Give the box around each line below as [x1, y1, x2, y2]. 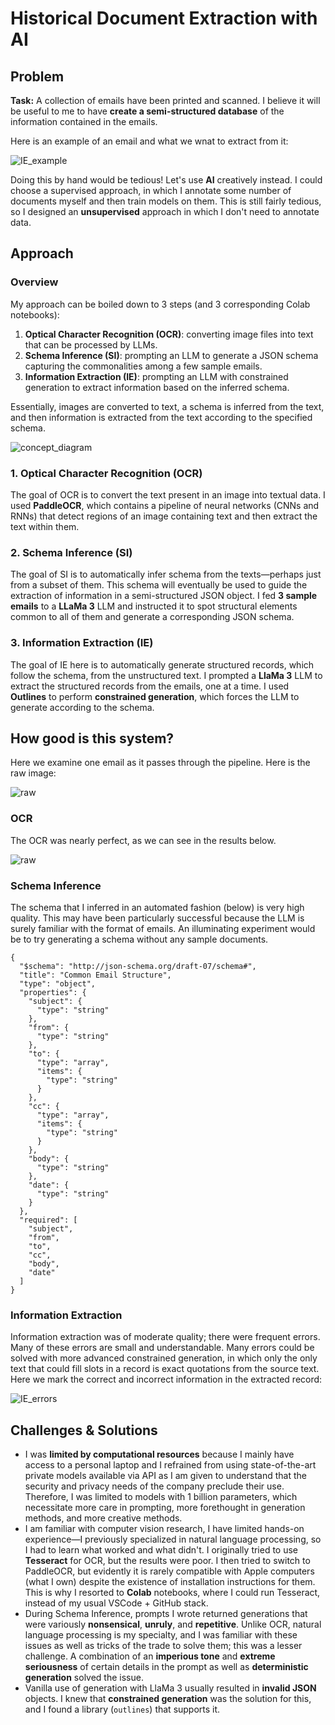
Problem [10, 68, 65, 85]
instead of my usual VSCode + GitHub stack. [24, 1597, 209, 1609]
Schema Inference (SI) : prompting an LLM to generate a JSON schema [24, 349, 319, 361]
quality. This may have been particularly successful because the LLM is [10, 912, 305, 924]
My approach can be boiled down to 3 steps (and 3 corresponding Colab [10, 298, 311, 310]
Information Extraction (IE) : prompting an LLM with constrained [24, 370, 289, 382]
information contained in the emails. [10, 116, 158, 127]
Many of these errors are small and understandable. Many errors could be [10, 1342, 315, 1354]
